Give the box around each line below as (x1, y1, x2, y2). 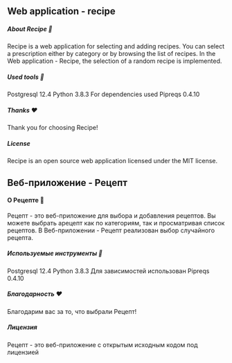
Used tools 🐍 (7, 73, 44, 81)
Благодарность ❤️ (7, 290, 62, 298)
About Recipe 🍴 (7, 24, 53, 33)
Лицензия (7, 323, 38, 331)
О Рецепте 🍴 (7, 196, 44, 205)
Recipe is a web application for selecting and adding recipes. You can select (7, 42, 225, 50)
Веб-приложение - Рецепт (7, 176, 128, 189)
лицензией (7, 348, 39, 356)
